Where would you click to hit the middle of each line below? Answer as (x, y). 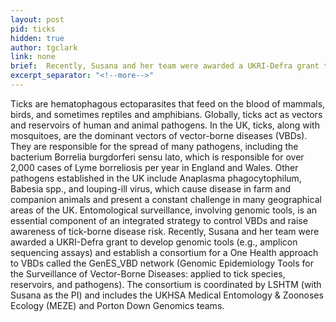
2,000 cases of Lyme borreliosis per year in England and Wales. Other (154, 167)
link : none (33, 57)
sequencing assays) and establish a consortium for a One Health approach (164, 252)
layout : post (37, 19)
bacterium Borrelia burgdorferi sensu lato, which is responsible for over (157, 157)
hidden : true (37, 38)
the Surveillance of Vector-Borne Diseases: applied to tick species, (148, 273)
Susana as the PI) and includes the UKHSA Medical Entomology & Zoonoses (167, 295)
